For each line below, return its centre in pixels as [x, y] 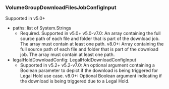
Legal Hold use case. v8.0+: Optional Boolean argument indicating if [91, 76]
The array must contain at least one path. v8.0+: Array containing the [92, 44]
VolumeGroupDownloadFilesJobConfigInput [61, 7]
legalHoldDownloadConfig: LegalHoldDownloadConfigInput [74, 60]
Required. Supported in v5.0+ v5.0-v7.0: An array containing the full [90, 33]
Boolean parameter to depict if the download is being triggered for [89, 70]
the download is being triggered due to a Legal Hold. [75, 81]
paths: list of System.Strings [42, 28]
